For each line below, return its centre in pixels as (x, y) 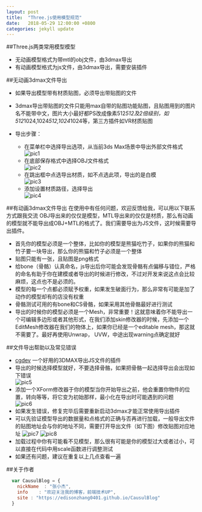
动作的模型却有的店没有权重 (49, 297)
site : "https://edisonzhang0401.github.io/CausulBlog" (89, 497)
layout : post (23, 12)
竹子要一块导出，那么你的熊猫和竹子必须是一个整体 (78, 251)
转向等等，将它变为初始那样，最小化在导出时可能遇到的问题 (99, 397)
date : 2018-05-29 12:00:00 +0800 (51, 23)
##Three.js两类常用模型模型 (41, 47)
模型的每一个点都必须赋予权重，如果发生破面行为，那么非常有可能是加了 (105, 289)
